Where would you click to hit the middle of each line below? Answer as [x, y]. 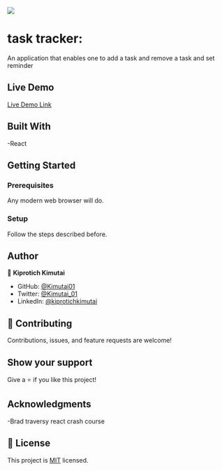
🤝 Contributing [40, 323]
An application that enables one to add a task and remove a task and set [111, 58]
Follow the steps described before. [57, 234]
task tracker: [45, 39]
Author [23, 256]
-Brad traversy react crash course [56, 421]
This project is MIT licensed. [48, 460]
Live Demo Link [30, 104]
